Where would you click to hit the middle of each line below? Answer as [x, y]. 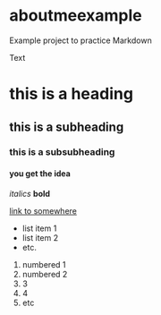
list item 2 [40, 237]
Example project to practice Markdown [80, 40]
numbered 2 [45, 274]
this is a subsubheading [62, 152]
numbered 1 [44, 264]
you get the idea [40, 174]
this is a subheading [67, 127]
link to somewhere [43, 210]
